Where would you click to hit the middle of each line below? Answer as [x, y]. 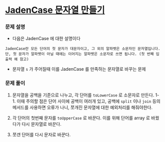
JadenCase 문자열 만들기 [55, 10]
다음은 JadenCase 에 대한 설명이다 [46, 39]
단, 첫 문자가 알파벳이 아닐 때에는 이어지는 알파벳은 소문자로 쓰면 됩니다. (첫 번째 [80, 54]
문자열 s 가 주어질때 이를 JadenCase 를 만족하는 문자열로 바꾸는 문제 [79, 69]
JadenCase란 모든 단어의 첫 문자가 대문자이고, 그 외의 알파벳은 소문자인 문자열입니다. [83, 49]
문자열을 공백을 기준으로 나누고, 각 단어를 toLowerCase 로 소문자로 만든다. [83, 95]
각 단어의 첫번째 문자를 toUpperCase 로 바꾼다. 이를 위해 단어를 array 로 [81, 118]
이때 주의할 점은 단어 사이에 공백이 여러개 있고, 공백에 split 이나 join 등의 [88, 101]
